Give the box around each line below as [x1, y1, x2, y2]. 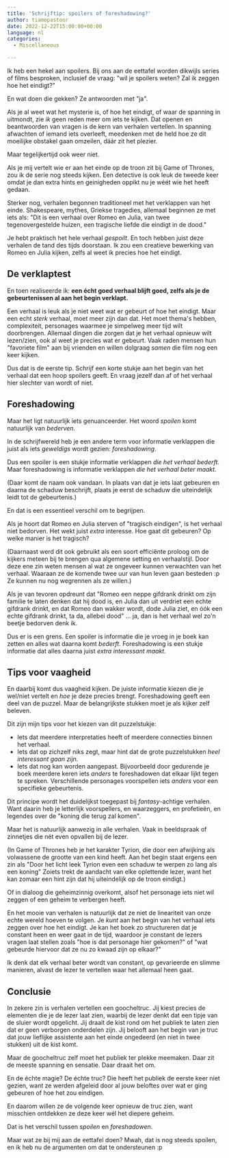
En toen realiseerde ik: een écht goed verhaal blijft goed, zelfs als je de [7, 286, 210, 295]
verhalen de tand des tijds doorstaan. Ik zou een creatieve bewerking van [7, 241, 214, 249]
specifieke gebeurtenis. [16, 784, 84, 793]
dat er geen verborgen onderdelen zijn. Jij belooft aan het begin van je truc [7, 1026, 219, 1034]
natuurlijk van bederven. [7, 424, 76, 432]
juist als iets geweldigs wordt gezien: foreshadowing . [7, 444, 157, 453]
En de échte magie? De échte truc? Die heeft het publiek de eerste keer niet [7, 1074, 220, 1083]
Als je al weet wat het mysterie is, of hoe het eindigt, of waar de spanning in [7, 108, 221, 116]
